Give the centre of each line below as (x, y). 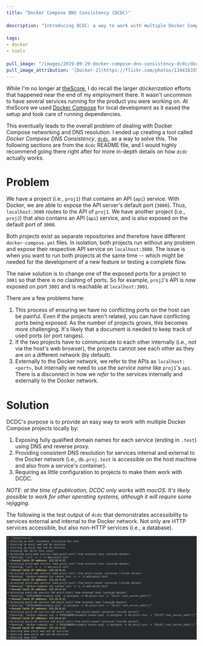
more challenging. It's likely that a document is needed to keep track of (103, 329)
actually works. (25, 158)
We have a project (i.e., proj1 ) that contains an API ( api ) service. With (93, 199)
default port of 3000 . (31, 224)
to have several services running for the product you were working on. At (97, 101)
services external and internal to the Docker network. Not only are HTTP (96, 521)
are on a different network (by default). (63, 355)
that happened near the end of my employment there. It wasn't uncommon (99, 94)
